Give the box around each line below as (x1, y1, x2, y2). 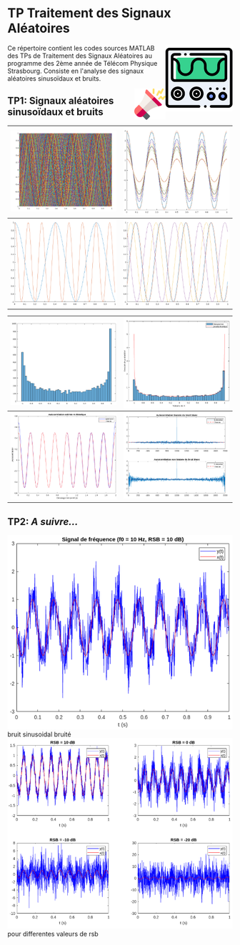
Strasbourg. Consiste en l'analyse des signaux (7, 66, 144, 75)
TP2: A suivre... (7, 516, 79, 528)
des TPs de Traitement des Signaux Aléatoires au (7, 51, 152, 60)
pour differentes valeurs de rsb (7, 930, 99, 939)
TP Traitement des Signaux (7, 5, 171, 21)
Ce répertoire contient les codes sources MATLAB (7, 44, 155, 52)
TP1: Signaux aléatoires (7, 95, 114, 107)
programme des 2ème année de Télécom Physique (7, 59, 158, 67)
